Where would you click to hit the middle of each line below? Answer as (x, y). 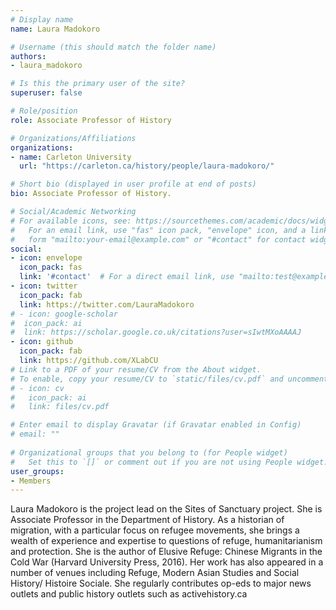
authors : (28, 56)
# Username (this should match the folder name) (113, 47)
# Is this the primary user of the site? (98, 84)
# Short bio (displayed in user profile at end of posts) (133, 184)
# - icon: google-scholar (64, 314)
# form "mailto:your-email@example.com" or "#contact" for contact (158, 239)
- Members (31, 481)
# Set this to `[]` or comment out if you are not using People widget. (169, 462)
